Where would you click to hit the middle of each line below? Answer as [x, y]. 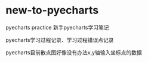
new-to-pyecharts [52, 10]
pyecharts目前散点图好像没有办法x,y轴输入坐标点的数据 [74, 52]
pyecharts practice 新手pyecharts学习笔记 [57, 27]
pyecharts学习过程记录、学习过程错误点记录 [60, 40]
